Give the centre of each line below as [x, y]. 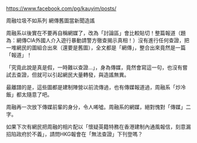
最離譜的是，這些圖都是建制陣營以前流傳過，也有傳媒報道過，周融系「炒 [93, 87]
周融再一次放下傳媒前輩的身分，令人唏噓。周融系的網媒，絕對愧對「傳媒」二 [98, 107]
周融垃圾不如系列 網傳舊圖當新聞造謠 [50, 21]
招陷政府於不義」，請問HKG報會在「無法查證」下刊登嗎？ [74, 134]
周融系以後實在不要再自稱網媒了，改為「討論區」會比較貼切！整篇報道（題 [96, 33]
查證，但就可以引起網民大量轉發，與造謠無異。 [73, 75]
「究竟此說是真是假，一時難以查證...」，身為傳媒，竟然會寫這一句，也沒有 [94, 67]
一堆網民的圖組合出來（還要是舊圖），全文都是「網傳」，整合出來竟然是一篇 [96, 47]
